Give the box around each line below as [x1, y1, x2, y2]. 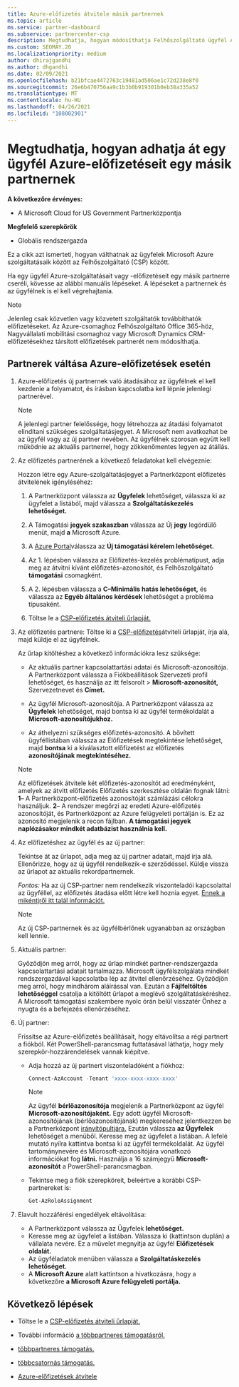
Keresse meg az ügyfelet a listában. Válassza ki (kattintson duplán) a [28, 1232, 230, 1241]
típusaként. [28, 600, 62, 608]
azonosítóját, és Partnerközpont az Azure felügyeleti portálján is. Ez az [17, 809, 225, 817]
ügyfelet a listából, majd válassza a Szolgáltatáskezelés [28, 499, 194, 508]
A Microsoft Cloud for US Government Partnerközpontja [17, 208, 181, 217]
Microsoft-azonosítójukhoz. [28, 715, 113, 723]
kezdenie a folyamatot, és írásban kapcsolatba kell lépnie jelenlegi [17, 384, 212, 393]
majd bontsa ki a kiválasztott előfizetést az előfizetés [28, 743, 184, 752]
